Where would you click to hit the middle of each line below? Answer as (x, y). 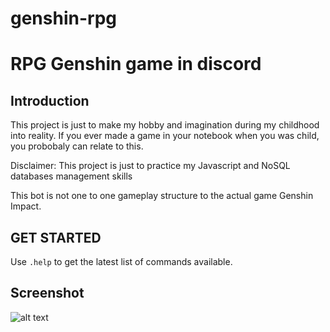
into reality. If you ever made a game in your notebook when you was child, (165, 136)
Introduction (50, 100)
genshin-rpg (63, 18)
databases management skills (71, 176)
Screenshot (47, 293)
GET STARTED (56, 237)
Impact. (26, 206)
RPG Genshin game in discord (136, 64)
